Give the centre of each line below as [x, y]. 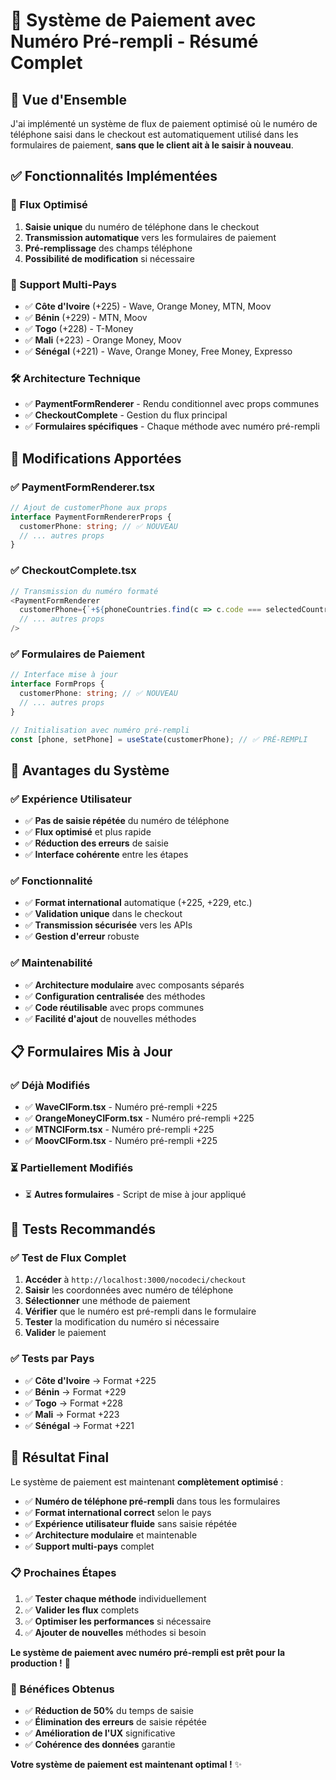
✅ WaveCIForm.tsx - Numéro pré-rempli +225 [121, 1107]
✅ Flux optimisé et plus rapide [88, 832]
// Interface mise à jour [64, 675]
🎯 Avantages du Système [90, 770]
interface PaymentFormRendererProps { [91, 517]
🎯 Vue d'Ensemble [69, 99]
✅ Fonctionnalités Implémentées [114, 176]
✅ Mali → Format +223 [72, 1414]
